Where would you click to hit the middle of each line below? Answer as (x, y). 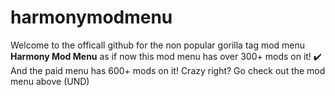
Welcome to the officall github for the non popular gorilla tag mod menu (158, 45)
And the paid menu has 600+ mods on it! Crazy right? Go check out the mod (168, 70)
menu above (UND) (50, 81)
